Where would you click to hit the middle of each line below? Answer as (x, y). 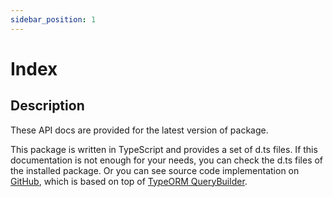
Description (47, 106)
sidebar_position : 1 (53, 19)
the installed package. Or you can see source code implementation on (155, 170)
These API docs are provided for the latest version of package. (139, 130)
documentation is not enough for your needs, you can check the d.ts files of (167, 160)
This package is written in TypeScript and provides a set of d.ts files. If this (164, 149)
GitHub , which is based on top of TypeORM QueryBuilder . (129, 181)
